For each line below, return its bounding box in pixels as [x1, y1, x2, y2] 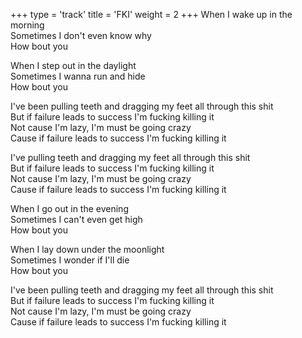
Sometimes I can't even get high [10, 214, 143, 225]
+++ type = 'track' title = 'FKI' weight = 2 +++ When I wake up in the [10, 9, 293, 20]
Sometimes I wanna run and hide [10, 70, 146, 82]
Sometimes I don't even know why [10, 30, 152, 41]
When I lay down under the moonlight [10, 244, 165, 255]
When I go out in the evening [10, 203, 129, 214]
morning [10, 19, 45, 31]
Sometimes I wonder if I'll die [10, 254, 130, 266]
